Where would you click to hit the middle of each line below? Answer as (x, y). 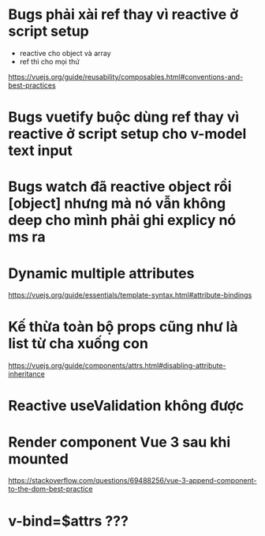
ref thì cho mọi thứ (50, 62)
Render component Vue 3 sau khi (119, 442)
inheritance (26, 374)
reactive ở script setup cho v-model (127, 134)
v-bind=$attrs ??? (68, 521)
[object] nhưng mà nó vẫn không (117, 204)
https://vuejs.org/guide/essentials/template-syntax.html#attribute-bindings (130, 295)
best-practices (32, 85)
